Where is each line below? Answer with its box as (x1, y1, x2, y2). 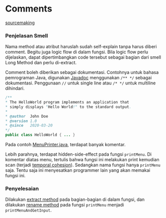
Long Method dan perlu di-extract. (5, 60, 77, 66)
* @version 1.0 (5, 119, 37, 124)
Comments (5, 3, 52, 15)
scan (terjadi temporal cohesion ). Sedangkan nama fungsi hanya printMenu (5, 162, 161, 168)
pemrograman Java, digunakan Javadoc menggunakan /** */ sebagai (5, 75, 152, 81)
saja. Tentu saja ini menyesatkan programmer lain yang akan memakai (5, 167, 150, 173)
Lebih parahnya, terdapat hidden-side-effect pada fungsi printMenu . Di (5, 151, 152, 157)
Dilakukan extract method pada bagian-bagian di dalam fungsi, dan (5, 196, 145, 202)
